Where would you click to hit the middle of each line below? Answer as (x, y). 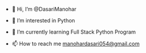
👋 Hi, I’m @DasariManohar (44, 9)
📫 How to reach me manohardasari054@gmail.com (76, 44)
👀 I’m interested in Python (44, 20)
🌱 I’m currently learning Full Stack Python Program (74, 32)
